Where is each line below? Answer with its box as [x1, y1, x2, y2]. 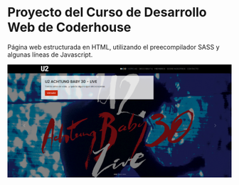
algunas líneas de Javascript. [7, 50, 93, 59]
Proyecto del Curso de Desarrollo [7, 4, 208, 21]
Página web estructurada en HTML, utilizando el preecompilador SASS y [7, 43, 220, 51]
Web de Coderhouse [7, 19, 132, 35]
